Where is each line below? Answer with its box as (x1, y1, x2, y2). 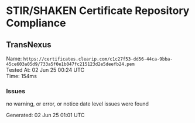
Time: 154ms (6, 73, 37, 79)
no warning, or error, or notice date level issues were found (6, 100, 149, 107)
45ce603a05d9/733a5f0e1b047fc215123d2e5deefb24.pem (6, 61, 135, 67)
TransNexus (6, 40, 52, 50)
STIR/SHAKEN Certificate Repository (6, 4, 190, 17)
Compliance (6, 16, 66, 30)
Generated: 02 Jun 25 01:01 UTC (6, 112, 85, 119)
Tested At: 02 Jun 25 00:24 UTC (6, 66, 85, 73)
